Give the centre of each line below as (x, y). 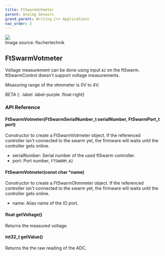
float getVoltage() (24, 214)
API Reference (23, 107)
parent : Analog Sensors (30, 14)
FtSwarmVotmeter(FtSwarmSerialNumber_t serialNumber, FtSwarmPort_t (82, 119)
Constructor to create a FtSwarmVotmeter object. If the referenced (73, 135)
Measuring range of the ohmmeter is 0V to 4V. (52, 85)
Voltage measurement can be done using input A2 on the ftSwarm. (72, 70)
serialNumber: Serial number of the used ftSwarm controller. (74, 155)
